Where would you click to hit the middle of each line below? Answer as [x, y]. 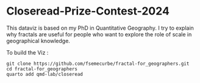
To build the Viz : [27, 52]
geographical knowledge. [38, 41]
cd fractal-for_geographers [42, 69]
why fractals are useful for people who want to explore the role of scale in [99, 34]
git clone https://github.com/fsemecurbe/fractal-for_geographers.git [98, 64]
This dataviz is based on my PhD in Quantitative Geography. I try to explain [100, 28]
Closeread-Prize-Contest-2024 [88, 11]
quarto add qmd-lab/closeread [45, 74]
